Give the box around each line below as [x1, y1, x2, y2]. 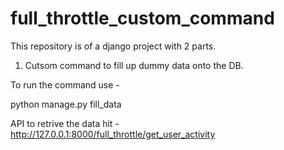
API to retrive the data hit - [10, 117, 120, 129]
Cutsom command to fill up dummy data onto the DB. [24, 59, 244, 71]
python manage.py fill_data [10, 98, 122, 110]
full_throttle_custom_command [10, 7, 275, 30]
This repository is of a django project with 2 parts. [10, 40, 217, 52]
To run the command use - [10, 78, 120, 91]
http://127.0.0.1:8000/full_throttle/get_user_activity [10, 128, 216, 140]
